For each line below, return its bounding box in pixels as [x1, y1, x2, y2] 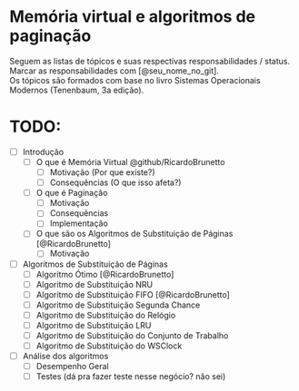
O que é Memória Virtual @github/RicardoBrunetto [35, 156, 225, 167]
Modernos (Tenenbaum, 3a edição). [9, 84, 145, 95]
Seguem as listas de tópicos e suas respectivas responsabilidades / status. [9, 55, 291, 66]
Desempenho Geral [35, 361, 109, 372]
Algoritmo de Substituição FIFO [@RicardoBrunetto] [35, 288, 230, 300]
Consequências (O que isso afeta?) [49, 177, 182, 188]
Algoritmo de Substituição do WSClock [35, 340, 183, 351]
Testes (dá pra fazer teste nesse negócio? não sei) [35, 371, 226, 382]
